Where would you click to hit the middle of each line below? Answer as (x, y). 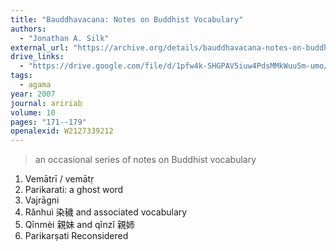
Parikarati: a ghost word (74, 190)
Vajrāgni (42, 200)
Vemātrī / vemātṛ (59, 179)
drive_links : (37, 57)
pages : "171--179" (48, 122)
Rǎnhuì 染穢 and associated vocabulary (106, 212)
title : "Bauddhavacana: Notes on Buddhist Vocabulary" (127, 19)
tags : (21, 76)
